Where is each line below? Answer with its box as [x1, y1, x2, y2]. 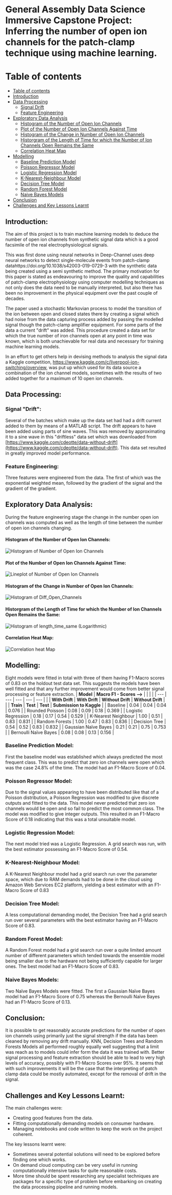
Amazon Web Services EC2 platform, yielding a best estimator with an [5, 882, 154, 888]
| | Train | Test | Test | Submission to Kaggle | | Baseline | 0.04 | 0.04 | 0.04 [5, 702, 167, 708]
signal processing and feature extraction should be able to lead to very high [5, 1054, 165, 1061]
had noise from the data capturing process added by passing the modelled [5, 316, 163, 322]
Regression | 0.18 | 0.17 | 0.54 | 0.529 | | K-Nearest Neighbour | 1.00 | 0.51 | [5, 713, 163, 719]
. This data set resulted [117, 444, 166, 450]
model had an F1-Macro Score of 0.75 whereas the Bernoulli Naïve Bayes [5, 993, 160, 999]
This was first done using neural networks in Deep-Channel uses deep [5, 252, 155, 258]
